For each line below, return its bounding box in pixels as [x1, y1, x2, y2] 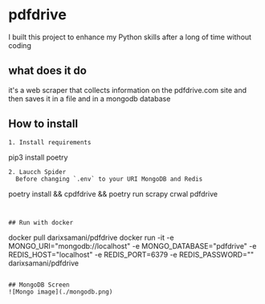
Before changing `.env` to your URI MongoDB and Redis [15, 175, 203, 183]
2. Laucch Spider [8, 168, 67, 176]
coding [8, 40, 32, 50]
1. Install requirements [8, 138, 92, 146]
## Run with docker [8, 218, 74, 226]
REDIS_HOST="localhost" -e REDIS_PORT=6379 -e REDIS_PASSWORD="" [8, 249, 255, 259]
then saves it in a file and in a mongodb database [8, 94, 171, 103]
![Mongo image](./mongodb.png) [8, 287, 113, 296]
